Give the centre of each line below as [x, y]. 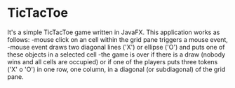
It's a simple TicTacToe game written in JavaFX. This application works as [114, 32]
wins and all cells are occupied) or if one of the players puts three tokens [113, 61]
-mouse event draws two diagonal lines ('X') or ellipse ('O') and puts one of [116, 47]
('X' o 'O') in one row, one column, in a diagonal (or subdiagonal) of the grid [116, 69]
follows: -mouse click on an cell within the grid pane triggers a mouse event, [117, 39]
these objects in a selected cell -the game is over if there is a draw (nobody [116, 54]
